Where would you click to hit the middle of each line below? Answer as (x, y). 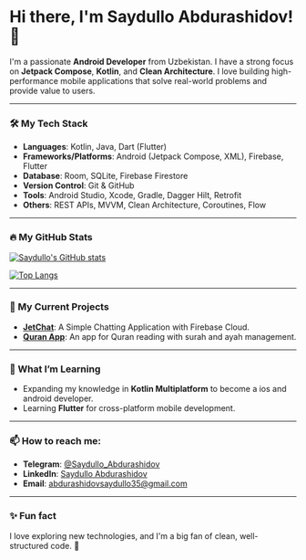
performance (34, 80)
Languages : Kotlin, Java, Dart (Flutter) (94, 147)
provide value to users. (52, 90)
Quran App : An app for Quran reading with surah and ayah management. (159, 336)
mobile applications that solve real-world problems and (163, 80)
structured (29, 545)
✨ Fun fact (33, 516)
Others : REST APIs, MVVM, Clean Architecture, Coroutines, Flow (144, 205)
